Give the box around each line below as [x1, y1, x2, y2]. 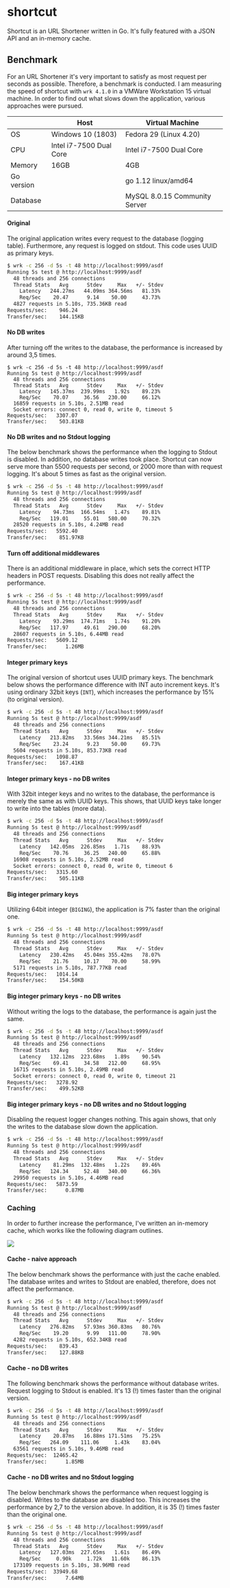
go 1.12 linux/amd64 [125, 176, 194, 186]
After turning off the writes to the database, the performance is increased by [7, 344, 223, 352]
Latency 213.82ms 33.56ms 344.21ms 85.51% [19, 734, 161, 741]
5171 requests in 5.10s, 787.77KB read [13, 964, 127, 971]
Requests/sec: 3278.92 [7, 1079, 78, 1086]
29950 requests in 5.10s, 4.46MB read [13, 1174, 125, 1181]
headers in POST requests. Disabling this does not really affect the [7, 572, 195, 580]
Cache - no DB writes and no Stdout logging [7, 1473, 134, 1481]
